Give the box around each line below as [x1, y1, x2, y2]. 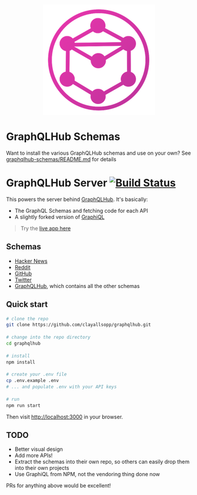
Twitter [14, 276, 32, 283]
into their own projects [14, 464, 69, 471]
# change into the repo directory [6, 335, 91, 340]
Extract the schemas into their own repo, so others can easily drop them [14, 458, 190, 466]
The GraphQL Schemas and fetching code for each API [14, 207, 148, 214]
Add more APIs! [14, 452, 53, 459]
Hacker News [14, 257, 48, 265]
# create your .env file [6, 372, 67, 377]
